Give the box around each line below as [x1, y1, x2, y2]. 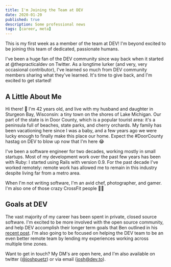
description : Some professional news [5, 21, 86, 27]
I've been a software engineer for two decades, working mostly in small [5, 148, 156, 154]
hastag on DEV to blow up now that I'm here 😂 [5, 138, 105, 144]
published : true [5, 17, 40, 22]
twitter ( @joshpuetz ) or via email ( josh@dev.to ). [5, 256, 106, 262]
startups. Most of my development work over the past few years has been [5, 154, 161, 160]
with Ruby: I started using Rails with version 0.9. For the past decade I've [5, 159, 158, 165]
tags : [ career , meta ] [5, 27, 52, 32]
